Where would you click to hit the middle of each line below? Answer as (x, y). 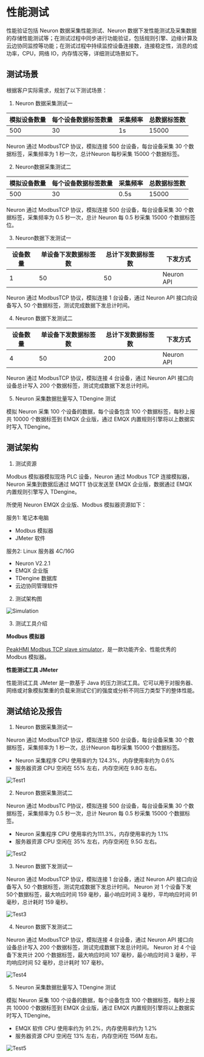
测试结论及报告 (34, 711)
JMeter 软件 (30, 538)
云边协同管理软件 (36, 586)
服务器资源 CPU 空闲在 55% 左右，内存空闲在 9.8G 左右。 (87, 768)
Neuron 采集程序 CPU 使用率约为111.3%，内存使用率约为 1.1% (92, 834)
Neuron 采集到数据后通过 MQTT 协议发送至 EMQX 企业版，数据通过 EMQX (99, 484)
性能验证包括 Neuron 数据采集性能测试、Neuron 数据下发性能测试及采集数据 (102, 30)
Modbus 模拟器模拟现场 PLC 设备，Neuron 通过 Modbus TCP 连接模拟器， (100, 476)
